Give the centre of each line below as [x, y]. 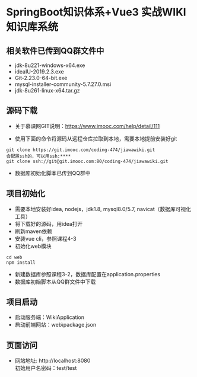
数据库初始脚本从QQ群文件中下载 [55, 282]
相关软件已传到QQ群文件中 [55, 51]
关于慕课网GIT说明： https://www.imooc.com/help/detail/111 [87, 126]
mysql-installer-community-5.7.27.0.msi [63, 84]
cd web [14, 257]
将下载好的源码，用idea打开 [49, 223]
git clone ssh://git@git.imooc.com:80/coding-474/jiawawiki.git [87, 161]
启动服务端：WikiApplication [50, 317]
